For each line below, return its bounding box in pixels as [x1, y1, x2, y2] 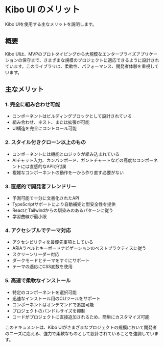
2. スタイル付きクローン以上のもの [5, 139, 86, 146]
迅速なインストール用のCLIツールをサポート [12, 295, 101, 301]
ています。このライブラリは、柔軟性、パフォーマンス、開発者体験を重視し [5, 63, 155, 69]
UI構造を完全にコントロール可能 [12, 125, 77, 131]
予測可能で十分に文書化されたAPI [12, 195, 80, 201]
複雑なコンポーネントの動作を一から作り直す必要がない [12, 170, 124, 175]
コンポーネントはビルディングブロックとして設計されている [12, 113, 132, 119]
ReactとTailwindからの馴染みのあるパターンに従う [12, 207, 114, 213]
